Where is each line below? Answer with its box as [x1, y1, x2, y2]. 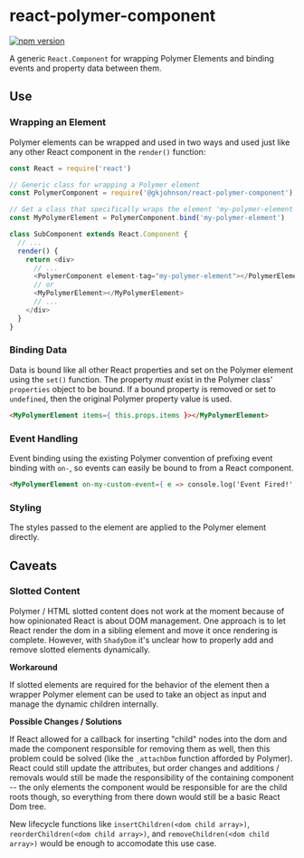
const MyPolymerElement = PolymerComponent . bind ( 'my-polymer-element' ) [9, 214, 285, 223]
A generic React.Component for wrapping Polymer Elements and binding [9, 53, 274, 63]
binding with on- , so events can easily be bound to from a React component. [9, 462, 294, 473]
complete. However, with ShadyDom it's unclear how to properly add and [9, 634, 274, 645]
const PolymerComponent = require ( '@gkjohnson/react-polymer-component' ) [9, 188, 294, 198]
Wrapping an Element [9, 116, 107, 129]
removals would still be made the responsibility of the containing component [9, 772, 294, 783]
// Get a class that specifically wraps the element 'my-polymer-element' [9, 205, 298, 214]
